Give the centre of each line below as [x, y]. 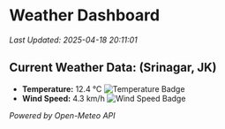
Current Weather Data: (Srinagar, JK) [113, 68]
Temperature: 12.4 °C [62, 88]
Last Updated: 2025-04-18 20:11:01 [74, 40]
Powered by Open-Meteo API [63, 115]
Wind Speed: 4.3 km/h [64, 98]
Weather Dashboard [85, 15]
